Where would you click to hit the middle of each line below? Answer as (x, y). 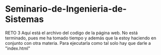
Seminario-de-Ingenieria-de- (66, 9)
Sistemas (25, 19)
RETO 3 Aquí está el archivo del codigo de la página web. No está (71, 33)
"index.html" (18, 48)
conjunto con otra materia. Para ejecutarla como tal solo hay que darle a (78, 43)
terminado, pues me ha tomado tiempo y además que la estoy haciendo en (80, 38)
